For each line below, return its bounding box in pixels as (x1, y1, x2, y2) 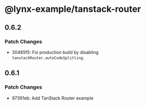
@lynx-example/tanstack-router (4, 3, 142, 15)
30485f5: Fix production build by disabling (11, 49, 99, 55)
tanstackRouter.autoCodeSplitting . (11, 54, 85, 60)
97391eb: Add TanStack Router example (11, 95, 94, 101)
